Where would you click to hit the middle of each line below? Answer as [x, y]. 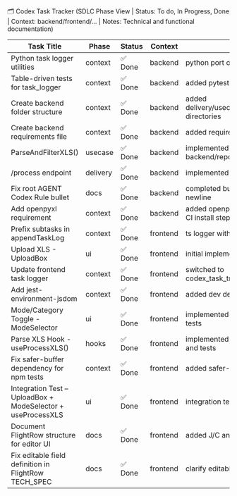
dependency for [37, 368]
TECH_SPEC [31, 482]
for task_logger [36, 87]
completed [203, 188]
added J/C [203, 435]
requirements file [39, 136]
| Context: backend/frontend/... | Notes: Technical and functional [101, 21]
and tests [201, 348]
